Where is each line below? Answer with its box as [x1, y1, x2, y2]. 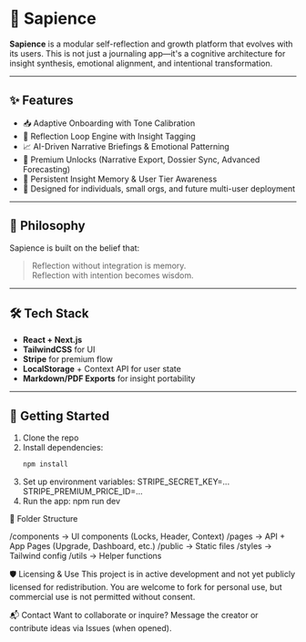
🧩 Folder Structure [9, 513, 78, 524]
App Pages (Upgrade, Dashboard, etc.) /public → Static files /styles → [9, 541, 272, 552]
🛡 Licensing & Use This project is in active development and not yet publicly [9, 569, 296, 580]
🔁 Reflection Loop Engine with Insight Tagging [22, 130, 196, 141]
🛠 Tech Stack [9, 305, 89, 321]
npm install [22, 460, 68, 469]
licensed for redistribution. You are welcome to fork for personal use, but [9, 582, 282, 593]
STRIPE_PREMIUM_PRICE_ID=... [22, 486, 143, 497]
